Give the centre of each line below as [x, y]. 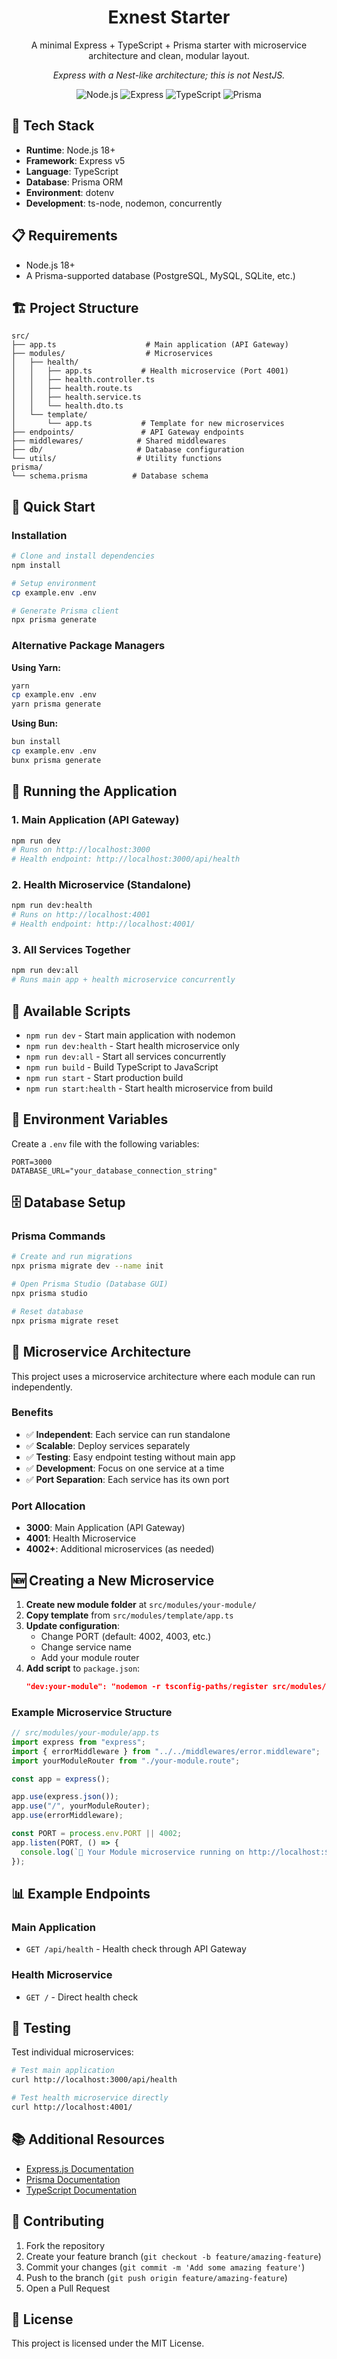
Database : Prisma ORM [74, 182]
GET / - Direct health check [82, 1997]
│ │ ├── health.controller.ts [83, 380]
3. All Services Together [71, 950]
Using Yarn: [36, 667]
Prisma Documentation [73, 2179]
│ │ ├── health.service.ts [76, 397]
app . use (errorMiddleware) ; [67, 1816]
